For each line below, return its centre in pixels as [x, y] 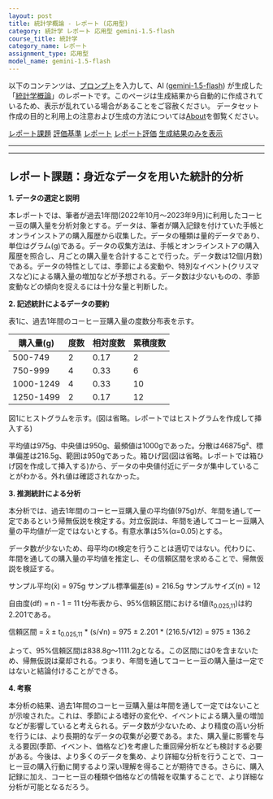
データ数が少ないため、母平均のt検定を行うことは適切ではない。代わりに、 [134, 548]
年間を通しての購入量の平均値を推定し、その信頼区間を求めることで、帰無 [133, 558]
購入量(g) [36, 343]
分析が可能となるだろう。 [51, 787]
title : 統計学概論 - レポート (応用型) [68, 24]
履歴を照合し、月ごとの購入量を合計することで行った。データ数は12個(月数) [135, 255]
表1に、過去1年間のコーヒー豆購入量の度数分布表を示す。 [104, 321]
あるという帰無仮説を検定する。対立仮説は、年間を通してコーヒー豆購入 [143, 521]
